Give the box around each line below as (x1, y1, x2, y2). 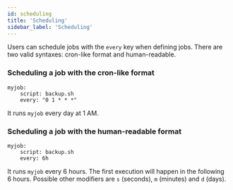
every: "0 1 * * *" (20, 96, 78, 103)
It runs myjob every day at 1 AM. (7, 109, 99, 117)
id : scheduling (7, 10, 52, 18)
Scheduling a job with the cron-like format (7, 68, 155, 78)
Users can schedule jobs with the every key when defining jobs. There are (7, 43, 223, 52)
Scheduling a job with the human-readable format (7, 126, 182, 136)
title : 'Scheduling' (7, 17, 68, 24)
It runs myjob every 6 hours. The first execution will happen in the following (7, 167, 225, 175)
